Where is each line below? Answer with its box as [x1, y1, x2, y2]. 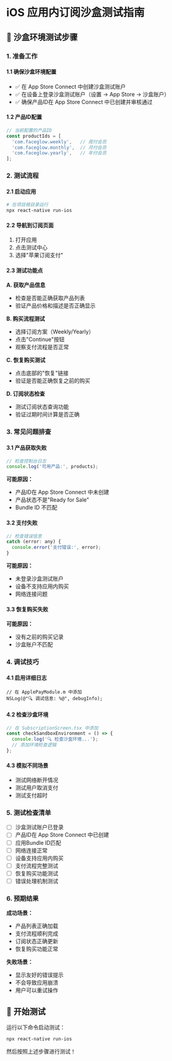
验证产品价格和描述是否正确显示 [15, 302, 96, 309]
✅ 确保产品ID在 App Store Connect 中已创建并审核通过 [15, 98, 152, 105]
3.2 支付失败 [6, 519, 38, 526]
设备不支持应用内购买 [15, 583, 69, 590]
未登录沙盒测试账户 [15, 575, 64, 583]
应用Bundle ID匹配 [15, 839, 62, 846]
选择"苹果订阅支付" [15, 252, 63, 259]
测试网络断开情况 [15, 776, 59, 784]
